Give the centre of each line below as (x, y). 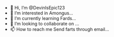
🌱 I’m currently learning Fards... (43, 18)
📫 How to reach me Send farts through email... (60, 29)
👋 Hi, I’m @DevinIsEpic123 (37, 8)
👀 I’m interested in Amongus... (41, 13)
